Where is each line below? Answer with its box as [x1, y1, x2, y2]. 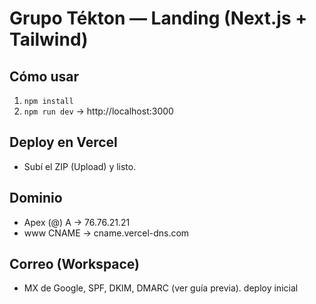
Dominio [9, 190, 63, 207]
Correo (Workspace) [9, 256, 141, 273]
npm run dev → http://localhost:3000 [23, 105, 174, 117]
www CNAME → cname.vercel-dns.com [23, 227, 190, 239]
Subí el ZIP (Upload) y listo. [23, 160, 137, 172]
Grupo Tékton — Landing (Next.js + [9, 7, 308, 30]
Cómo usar [9, 68, 80, 85]
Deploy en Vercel [9, 134, 118, 151]
